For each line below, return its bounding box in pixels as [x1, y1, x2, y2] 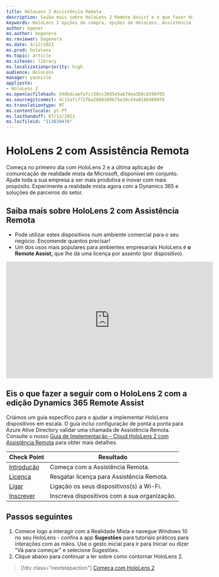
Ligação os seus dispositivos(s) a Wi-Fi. [50, 482, 162, 490]
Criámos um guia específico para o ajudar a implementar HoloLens [6, 414, 169, 421]
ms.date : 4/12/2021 [6, 42, 54, 48]
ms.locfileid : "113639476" [6, 119, 73, 125]
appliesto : [6, 80, 33, 86]
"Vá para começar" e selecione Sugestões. [14, 546, 120, 553]
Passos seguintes [6, 512, 73, 522]
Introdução [9, 463, 40, 471]
